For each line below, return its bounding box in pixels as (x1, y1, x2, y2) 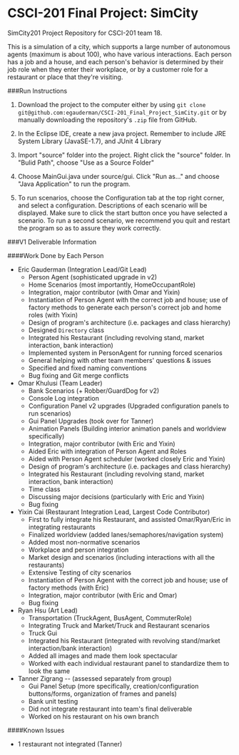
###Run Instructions (7, 86, 68, 95)
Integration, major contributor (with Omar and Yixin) (28, 287, 180, 297)
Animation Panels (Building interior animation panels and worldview (28, 424, 227, 433)
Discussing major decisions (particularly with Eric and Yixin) (28, 492, 205, 500)
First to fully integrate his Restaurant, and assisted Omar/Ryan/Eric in (28, 515, 231, 523)
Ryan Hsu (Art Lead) (17, 606, 78, 615)
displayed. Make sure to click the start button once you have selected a (17, 208, 228, 217)
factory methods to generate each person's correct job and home (28, 303, 222, 312)
